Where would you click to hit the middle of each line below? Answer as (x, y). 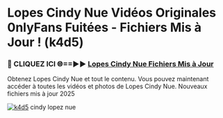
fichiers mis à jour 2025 (41, 94)
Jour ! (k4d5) (46, 42)
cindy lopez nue (53, 107)
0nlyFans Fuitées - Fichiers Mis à (105, 27)
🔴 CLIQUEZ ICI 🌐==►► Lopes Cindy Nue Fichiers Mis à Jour (110, 64)
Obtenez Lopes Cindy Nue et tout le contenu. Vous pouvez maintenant (108, 79)
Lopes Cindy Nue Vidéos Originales (112, 13)
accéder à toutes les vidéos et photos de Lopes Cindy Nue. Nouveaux (107, 86)
